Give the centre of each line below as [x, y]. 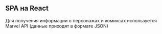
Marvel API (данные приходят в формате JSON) [57, 26]
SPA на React [27, 8]
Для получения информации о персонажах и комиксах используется [81, 20]
